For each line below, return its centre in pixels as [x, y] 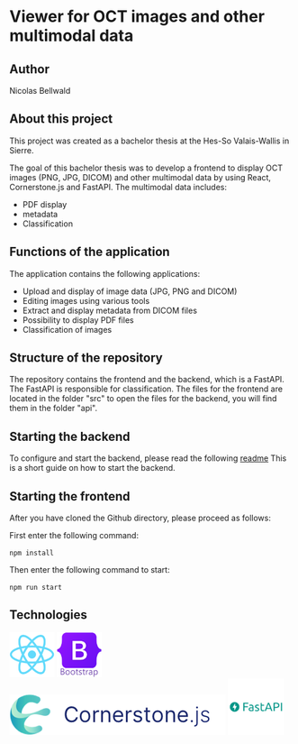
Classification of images [67, 329]
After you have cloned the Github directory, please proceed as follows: [140, 518]
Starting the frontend [70, 496]
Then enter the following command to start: [90, 570]
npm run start [36, 588]
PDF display [45, 204]
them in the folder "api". [54, 409]
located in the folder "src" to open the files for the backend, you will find [143, 399]
